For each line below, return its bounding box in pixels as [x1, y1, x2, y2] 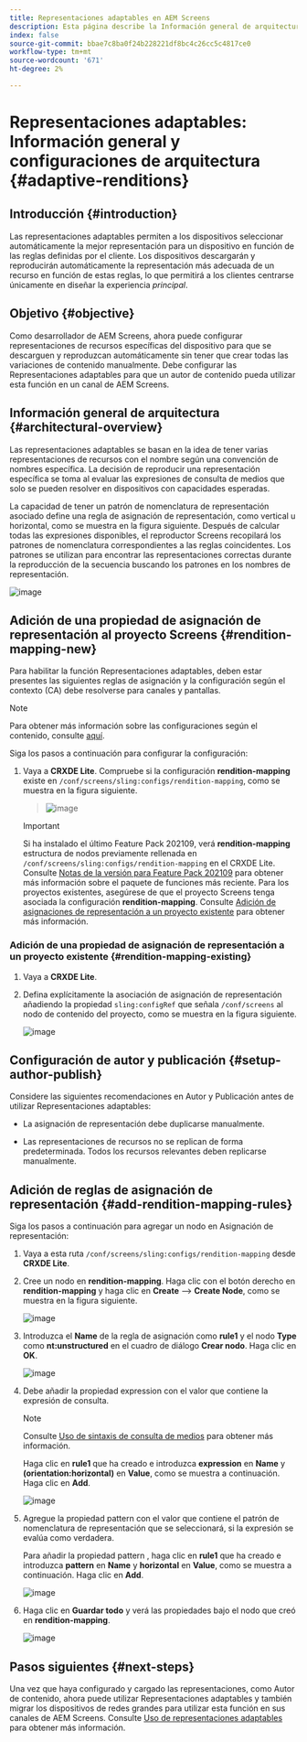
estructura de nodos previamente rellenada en [22, 848, 197, 859]
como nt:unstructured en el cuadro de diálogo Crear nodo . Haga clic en [22, 1340, 297, 1351]
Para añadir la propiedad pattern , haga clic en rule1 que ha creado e [22, 1550, 281, 1561]
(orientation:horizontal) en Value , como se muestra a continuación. [22, 1468, 281, 1479]
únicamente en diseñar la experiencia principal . [9, 279, 188, 290]
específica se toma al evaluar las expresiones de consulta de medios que [9, 473, 285, 484]
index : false [9, 30, 59, 39]
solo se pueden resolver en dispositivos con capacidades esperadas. [9, 482, 270, 494]
